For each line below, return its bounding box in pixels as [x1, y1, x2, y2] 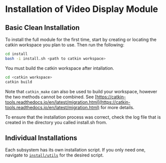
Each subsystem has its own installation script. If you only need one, [5, 147, 146, 153]
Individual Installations [5, 134, 77, 142]
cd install [5, 51, 28, 56]
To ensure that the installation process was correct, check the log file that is [5, 114, 161, 120]
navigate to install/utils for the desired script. [5, 152, 104, 158]
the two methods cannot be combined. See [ [5, 94, 97, 100]
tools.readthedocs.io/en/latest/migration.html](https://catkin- [5, 99, 131, 105]
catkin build [5, 79, 32, 84]
